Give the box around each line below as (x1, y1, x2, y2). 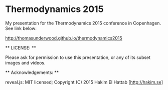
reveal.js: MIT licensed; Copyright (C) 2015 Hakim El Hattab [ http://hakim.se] (5, 79, 163, 85)
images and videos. (5, 59, 46, 65)
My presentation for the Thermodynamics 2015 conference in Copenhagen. (5, 20, 161, 26)
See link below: (5, 25, 37, 31)
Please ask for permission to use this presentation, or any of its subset (5, 54, 151, 60)
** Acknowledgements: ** (5, 69, 59, 75)
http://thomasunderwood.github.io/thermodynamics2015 (5, 35, 122, 41)
